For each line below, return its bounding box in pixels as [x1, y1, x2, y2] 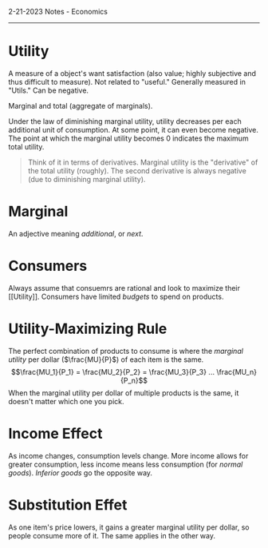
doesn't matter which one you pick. [8, 396, 125, 406]
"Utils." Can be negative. [8, 85, 89, 95]
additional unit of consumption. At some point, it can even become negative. [8, 125, 259, 134]
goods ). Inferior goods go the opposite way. [8, 467, 153, 478]
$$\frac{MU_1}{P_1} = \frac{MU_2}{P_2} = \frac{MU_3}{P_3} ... [10, 367, 215, 376]
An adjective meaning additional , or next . [8, 228, 144, 238]
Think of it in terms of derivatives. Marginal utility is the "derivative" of [27, 157, 258, 167]
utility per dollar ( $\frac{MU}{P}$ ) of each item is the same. [8, 355, 204, 364]
